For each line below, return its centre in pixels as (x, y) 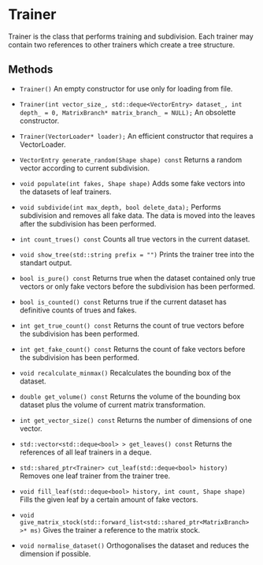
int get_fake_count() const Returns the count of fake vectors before (132, 349)
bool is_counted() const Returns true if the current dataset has (123, 301)
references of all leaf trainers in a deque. (85, 452)
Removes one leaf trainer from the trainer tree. (95, 476)
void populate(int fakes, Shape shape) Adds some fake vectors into (132, 183)
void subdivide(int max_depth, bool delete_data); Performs (120, 207)
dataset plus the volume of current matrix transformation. (113, 405)
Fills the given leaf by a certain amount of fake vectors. (109, 500)
